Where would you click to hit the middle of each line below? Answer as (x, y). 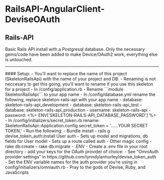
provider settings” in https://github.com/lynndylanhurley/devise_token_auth (81, 157)
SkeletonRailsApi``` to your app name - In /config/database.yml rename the (80, 94)
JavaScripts (17, 172)
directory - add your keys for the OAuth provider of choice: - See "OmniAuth (82, 152)
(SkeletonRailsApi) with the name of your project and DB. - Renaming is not (81, 79)
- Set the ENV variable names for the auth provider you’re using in (71, 162)
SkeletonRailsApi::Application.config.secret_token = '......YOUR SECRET (76, 125)
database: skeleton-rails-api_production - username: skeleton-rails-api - (78, 110)
